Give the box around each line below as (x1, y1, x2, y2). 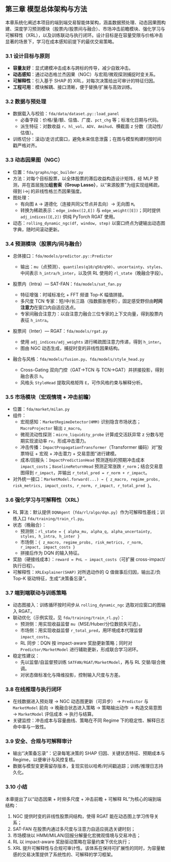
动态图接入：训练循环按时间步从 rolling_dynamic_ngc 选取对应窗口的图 (12, 602, 161, 608)
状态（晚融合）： (12, 522, 47, 528)
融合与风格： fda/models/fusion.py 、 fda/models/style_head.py (12, 356, 145, 362)
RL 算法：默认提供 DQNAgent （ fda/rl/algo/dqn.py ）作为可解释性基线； (12, 509, 160, 515)
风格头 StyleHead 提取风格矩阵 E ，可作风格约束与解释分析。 (20, 380, 146, 386)
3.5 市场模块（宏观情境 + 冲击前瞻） (5, 393, 94, 400)
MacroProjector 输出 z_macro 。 (20, 425, 84, 432)
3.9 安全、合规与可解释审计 (5, 738, 72, 745)
